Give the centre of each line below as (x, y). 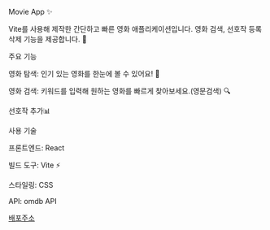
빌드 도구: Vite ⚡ (35, 165)
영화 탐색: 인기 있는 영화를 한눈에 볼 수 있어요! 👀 (84, 74)
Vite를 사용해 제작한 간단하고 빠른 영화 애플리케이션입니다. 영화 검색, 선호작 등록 (135, 29)
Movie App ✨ (30, 12)
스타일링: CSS (31, 185)
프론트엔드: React (37, 148)
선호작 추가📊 (30, 111)
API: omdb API (33, 201)
